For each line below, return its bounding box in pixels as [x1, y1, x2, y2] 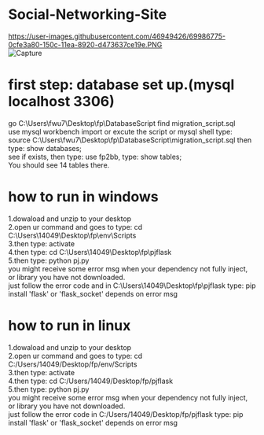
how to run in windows [8, 188, 159, 206]
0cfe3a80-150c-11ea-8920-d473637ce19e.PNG [8, 39, 163, 49]
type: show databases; [8, 143, 82, 153]
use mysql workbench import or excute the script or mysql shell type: [8, 127, 233, 136]
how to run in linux [8, 317, 131, 334]
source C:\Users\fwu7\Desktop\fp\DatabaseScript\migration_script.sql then [8, 135, 252, 145]
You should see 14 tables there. [8, 160, 110, 170]
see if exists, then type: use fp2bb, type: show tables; [8, 152, 182, 161]
